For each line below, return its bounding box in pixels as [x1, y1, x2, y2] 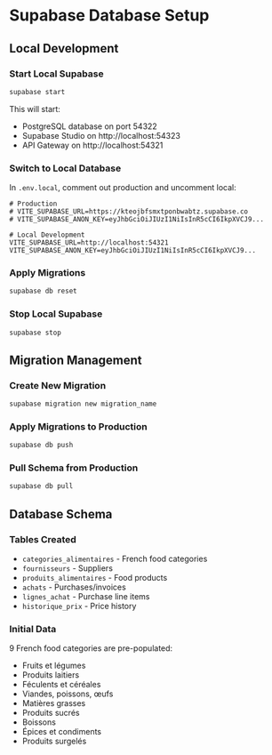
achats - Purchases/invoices [21, 582, 126, 592]
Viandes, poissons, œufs [21, 688, 114, 699]
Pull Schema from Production [9, 462, 139, 474]
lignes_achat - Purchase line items [21, 590, 150, 601]
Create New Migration [9, 379, 107, 391]
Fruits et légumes [21, 660, 86, 671]
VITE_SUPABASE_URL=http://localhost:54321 [9, 238, 169, 247]
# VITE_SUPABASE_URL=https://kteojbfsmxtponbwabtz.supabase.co [9, 207, 249, 216]
